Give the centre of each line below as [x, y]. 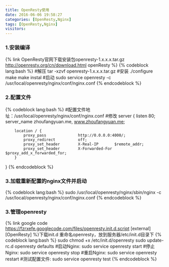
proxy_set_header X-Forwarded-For [68, 148]
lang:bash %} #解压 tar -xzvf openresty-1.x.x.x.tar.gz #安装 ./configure [79, 71]
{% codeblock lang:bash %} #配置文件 [46, 109]
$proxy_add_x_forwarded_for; [36, 153]
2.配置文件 [18, 97]
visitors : [16, 29]
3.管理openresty [26, 212]
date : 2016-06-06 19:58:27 [34, 15]
